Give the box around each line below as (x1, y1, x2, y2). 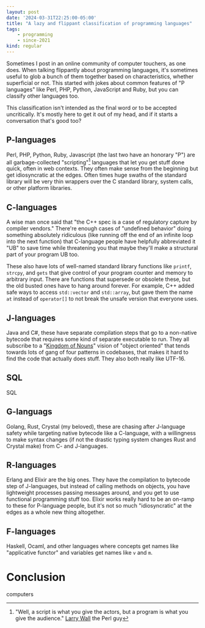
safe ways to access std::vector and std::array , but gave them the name (6, 288, 193, 296)
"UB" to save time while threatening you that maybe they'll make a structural (6, 244, 198, 252)
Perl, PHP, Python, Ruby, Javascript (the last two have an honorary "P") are (6, 151, 195, 158)
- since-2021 (17, 37, 51, 43)
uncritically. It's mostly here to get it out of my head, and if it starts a (6, 111, 178, 118)
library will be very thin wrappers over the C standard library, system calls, (6, 178, 193, 185)
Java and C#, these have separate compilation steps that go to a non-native (6, 329, 197, 336)
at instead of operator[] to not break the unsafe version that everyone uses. (6, 295, 198, 302)
